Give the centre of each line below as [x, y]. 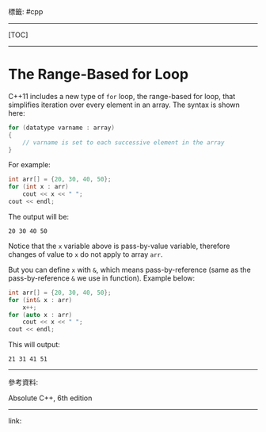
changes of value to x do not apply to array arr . [86, 254]
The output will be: [39, 216]
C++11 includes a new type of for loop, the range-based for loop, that [122, 96]
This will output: [34, 345]
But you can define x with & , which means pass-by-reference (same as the [129, 270]
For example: [30, 165]
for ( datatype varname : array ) [61, 128]
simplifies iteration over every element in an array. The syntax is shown [124, 105]
